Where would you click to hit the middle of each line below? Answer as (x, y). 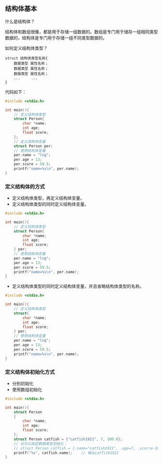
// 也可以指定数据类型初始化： (41, 444)
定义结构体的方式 (25, 186)
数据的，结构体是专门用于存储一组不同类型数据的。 (56, 37)
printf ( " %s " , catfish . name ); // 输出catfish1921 (66, 453)
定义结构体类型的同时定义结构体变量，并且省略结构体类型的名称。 (78, 286)
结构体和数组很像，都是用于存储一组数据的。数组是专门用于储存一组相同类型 (81, 32)
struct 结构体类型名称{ (26, 58)
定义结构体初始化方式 (30, 372)
